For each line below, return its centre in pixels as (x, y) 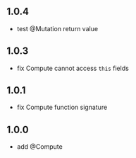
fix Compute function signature (62, 107)
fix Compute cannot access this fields (73, 68)
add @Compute (39, 147)
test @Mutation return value (57, 28)
